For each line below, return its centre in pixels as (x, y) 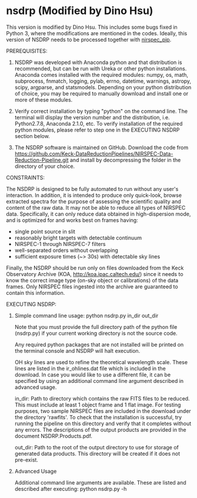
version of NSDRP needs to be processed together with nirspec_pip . (89, 39)
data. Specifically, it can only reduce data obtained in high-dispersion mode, (98, 214)
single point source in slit (45, 231)
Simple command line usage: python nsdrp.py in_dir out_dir (86, 315)
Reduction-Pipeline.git (41, 160)
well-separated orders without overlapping (66, 250)
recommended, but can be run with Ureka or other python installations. (101, 68)
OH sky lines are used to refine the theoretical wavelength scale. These (101, 362)
